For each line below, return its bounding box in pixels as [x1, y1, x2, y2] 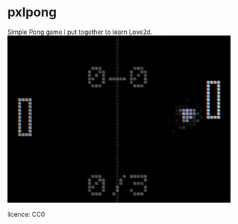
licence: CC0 [7, 210, 45, 218]
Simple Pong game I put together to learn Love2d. [7, 28, 153, 36]
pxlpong [7, 4, 57, 20]
